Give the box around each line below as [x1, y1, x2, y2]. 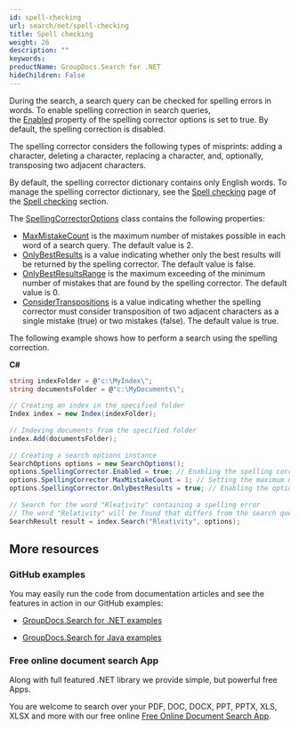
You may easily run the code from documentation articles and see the [9, 589, 265, 599]
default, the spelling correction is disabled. [9, 124, 166, 134]
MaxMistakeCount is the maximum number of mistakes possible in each [21, 230, 287, 241]
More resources [9, 541, 100, 557]
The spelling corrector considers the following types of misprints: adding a [9, 140, 283, 151]
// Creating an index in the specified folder [9, 401, 185, 410]
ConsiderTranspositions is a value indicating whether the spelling [21, 296, 262, 307]
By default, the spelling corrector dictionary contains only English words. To [9, 177, 287, 188]
